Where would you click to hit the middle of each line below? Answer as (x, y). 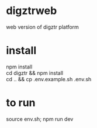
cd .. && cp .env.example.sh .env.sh (49, 79)
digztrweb (32, 11)
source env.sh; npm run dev (40, 119)
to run (21, 103)
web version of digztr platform (42, 27)
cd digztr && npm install (34, 73)
